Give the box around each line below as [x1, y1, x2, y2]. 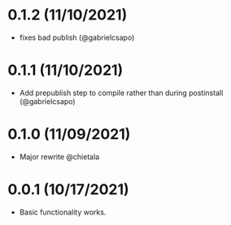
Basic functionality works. [19, 207, 107, 217]
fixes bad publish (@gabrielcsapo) [19, 32, 135, 42]
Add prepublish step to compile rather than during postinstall [19, 88, 224, 97]
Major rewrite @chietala [19, 152, 100, 162]
